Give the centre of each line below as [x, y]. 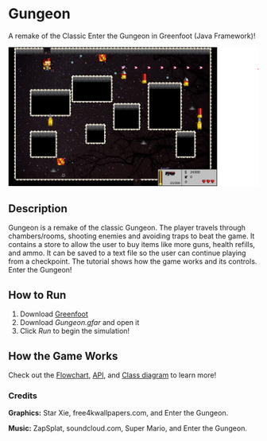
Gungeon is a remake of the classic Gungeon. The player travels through [127, 228]
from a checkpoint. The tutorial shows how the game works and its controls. [133, 261]
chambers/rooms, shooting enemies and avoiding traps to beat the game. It [132, 236]
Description [38, 209]
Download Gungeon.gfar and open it [79, 323]
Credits [23, 396]
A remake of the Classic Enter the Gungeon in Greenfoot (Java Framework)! [132, 36]
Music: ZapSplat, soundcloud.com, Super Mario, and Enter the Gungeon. [128, 428]
